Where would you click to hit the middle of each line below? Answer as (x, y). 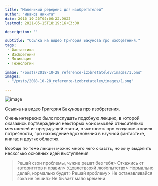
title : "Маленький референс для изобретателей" (54, 9)
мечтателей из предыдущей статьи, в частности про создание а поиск (79, 129)
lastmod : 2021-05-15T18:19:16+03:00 (42, 23)
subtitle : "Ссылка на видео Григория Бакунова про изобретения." (72, 41)
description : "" (21, 32)
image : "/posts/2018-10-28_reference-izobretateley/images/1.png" (74, 72)
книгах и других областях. (32, 139)
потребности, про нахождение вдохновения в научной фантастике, (75, 134)
